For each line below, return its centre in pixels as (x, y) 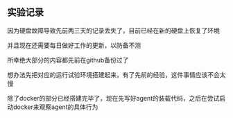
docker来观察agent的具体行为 (55, 107)
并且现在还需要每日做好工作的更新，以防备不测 (74, 45)
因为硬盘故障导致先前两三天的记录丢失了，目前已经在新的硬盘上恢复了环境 (113, 31)
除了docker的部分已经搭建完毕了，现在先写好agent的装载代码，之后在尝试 (113, 98)
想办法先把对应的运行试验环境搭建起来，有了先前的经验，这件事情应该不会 (113, 74)
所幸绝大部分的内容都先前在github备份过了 (68, 60)
